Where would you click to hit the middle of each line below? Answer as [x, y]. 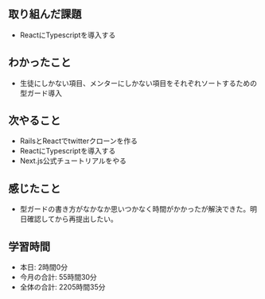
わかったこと [40, 62]
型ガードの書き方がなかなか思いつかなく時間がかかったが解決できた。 [135, 209]
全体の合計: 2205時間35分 [62, 287]
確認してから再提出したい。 [72, 219]
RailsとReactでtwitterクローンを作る [78, 141]
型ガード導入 [41, 93]
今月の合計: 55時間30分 [58, 278]
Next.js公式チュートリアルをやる [73, 161]
